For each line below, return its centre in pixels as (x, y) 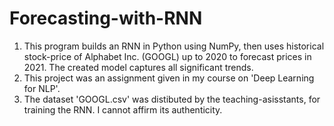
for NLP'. (42, 88)
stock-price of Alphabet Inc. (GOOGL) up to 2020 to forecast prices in (167, 56)
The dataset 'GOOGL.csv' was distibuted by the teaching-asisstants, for (172, 99)
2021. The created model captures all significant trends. (138, 67)
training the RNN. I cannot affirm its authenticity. (123, 109)
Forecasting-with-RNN (106, 18)
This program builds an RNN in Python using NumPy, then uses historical (174, 46)
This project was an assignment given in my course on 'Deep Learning (169, 78)
